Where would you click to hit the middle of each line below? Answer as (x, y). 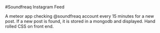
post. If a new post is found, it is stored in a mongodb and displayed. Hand (80, 21)
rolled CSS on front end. (29, 26)
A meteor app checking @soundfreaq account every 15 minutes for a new (80, 16)
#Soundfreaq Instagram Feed (35, 7)
